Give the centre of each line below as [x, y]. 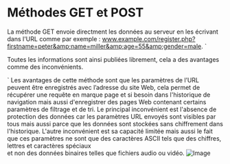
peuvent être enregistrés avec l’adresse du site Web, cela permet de [104, 87]
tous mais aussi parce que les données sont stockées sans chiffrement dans [115, 124]
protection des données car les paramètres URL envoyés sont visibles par [112, 116]
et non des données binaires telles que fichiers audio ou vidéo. [96, 153]
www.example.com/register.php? [149, 38]
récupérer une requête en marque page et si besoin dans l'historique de [109, 95]
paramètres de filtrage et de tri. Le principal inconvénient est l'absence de [112, 109]
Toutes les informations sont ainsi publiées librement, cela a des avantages [113, 59]
